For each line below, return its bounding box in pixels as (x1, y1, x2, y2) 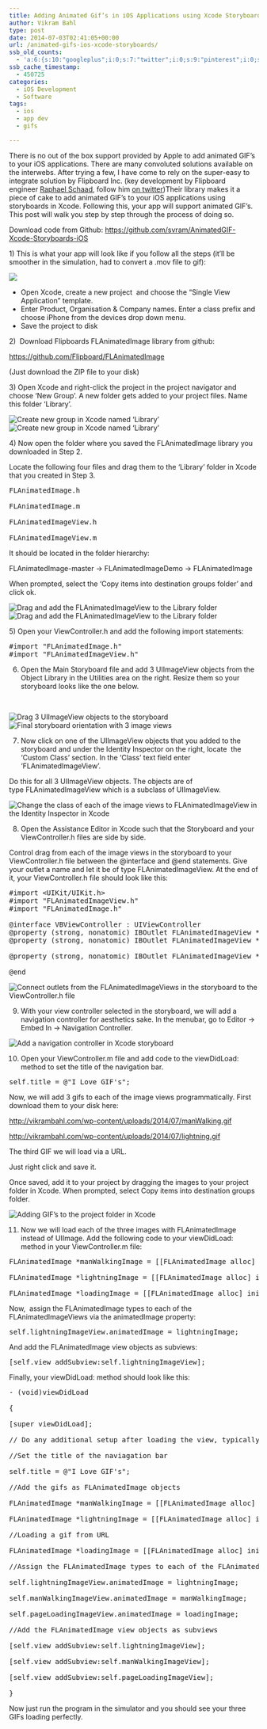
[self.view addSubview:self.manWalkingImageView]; (9, 1657, 210, 1666)
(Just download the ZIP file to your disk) (9, 367, 139, 376)
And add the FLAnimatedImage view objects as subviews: (9, 1342, 197, 1351)
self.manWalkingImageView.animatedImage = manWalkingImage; (9, 1594, 248, 1602)
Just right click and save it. (9, 1162, 97, 1171)
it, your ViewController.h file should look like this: (9, 873, 169, 882)
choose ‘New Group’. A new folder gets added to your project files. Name (9, 390, 248, 400)
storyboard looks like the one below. (20, 681, 139, 691)
